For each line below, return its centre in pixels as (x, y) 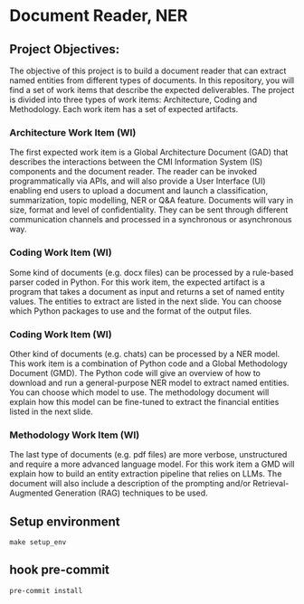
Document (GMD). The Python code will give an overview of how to (135, 373)
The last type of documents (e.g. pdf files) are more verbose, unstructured (148, 455)
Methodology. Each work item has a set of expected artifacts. (124, 109)
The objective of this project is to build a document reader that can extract (148, 71)
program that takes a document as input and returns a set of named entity (147, 291)
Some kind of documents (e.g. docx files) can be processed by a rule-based (152, 272)
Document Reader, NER (99, 16)
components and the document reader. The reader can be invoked (133, 172)
